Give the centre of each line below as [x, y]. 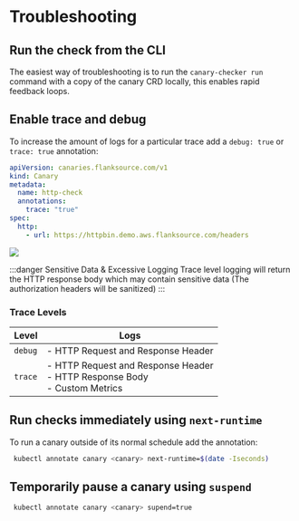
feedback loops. [40, 91]
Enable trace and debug [78, 120]
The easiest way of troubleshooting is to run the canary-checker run [136, 72]
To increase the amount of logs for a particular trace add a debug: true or [147, 141]
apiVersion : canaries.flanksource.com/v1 [89, 168]
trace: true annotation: [54, 150]
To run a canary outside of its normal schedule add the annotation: [134, 442]
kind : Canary [34, 176]
